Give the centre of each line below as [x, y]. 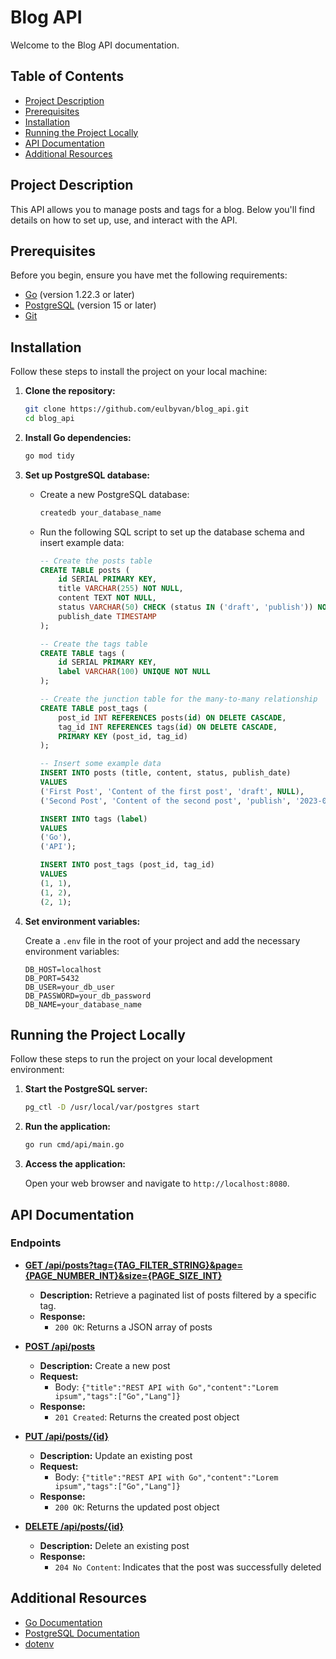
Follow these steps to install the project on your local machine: [139, 372]
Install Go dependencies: [78, 437]
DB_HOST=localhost [63, 969]
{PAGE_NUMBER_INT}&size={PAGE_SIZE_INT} [123, 1275]
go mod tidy [49, 456]
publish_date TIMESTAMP [107, 616]
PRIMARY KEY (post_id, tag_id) [123, 736]
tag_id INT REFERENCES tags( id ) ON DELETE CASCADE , [168, 727]
